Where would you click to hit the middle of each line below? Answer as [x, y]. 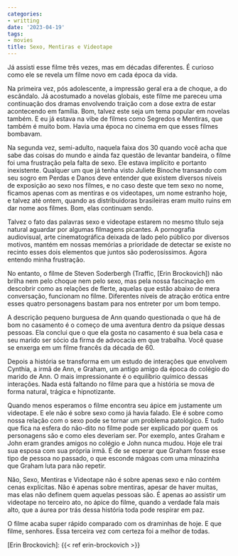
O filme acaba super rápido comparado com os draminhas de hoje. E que [114, 524]
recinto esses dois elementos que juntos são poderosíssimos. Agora [107, 252]
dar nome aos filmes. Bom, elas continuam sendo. [81, 208]
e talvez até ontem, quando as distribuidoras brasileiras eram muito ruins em [119, 201]
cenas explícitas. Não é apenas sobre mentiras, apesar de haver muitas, [113, 487]
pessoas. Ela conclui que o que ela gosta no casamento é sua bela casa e [115, 332]
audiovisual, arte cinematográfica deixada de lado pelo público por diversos [118, 237]
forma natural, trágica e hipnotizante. [61, 391]
